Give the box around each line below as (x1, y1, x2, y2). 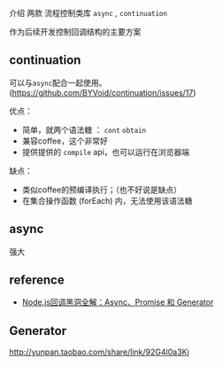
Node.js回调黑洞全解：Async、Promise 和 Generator (21, 297, 214, 308)
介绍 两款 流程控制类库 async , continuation (9, 8, 168, 18)
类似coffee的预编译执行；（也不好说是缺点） (21, 184, 181, 195)
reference (9, 273, 65, 288)
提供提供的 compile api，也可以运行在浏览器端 (21, 146, 190, 157)
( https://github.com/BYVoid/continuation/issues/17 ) (9, 87, 196, 97)
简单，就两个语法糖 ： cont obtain (21, 124, 147, 135)
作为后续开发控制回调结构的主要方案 (9, 27, 142, 37)
